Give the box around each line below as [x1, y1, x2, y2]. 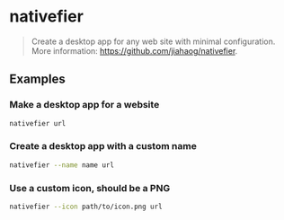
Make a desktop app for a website [9, 99, 160, 111]
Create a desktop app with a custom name [9, 140, 198, 153]
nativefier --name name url [9, 160, 115, 170]
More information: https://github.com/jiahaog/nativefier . [31, 45, 238, 56]
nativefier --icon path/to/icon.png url [9, 202, 164, 211]
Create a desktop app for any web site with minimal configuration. [31, 36, 276, 47]
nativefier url [9, 119, 67, 128]
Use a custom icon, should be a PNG [9, 181, 171, 194]
